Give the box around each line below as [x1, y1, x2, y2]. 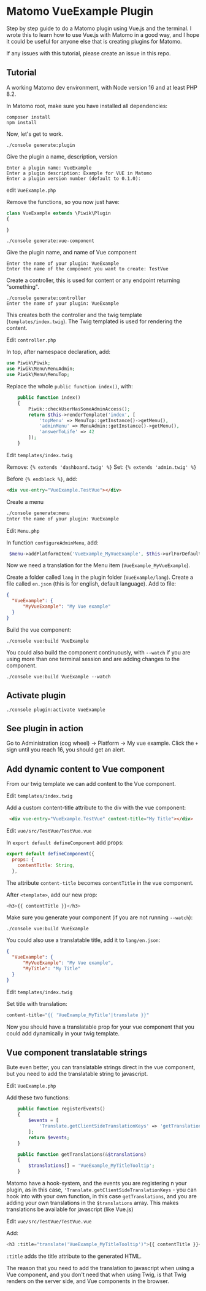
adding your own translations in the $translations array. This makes [6, 1199, 179, 1206]
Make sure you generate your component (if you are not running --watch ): [6, 914, 193, 921]
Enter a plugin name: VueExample [6, 165, 92, 171]
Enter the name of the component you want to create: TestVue [6, 266, 169, 272]
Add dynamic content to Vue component [6, 764, 165, 774]
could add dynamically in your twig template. [6, 1029, 120, 1037]
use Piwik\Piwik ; [6, 360, 51, 366]
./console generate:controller [6, 295, 86, 302]
